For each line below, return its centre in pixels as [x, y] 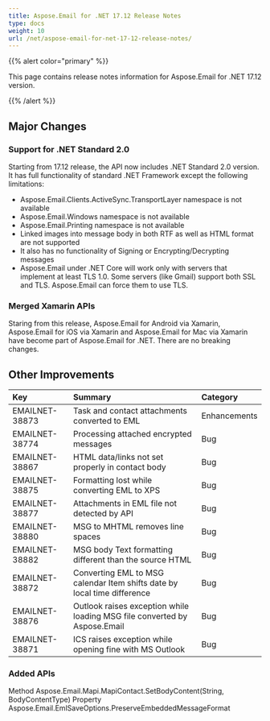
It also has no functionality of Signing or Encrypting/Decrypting [125, 251]
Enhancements [229, 416]
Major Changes [47, 126]
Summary [92, 397]
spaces [87, 537]
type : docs [27, 23]
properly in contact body [120, 467]
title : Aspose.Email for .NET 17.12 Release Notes [95, 16]
